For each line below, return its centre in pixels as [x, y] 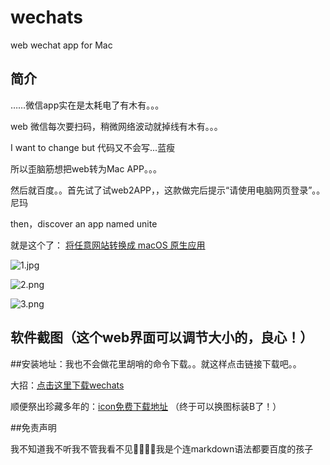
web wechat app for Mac [61, 45]
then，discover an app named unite [84, 223]
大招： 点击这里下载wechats [67, 385]
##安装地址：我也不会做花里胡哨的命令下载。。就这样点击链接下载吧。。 [156, 363]
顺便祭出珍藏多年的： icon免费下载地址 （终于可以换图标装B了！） [146, 406]
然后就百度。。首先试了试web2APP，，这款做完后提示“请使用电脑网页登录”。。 [168, 190]
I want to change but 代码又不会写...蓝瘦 [93, 147]
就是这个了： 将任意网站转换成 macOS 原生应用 [108, 245]
